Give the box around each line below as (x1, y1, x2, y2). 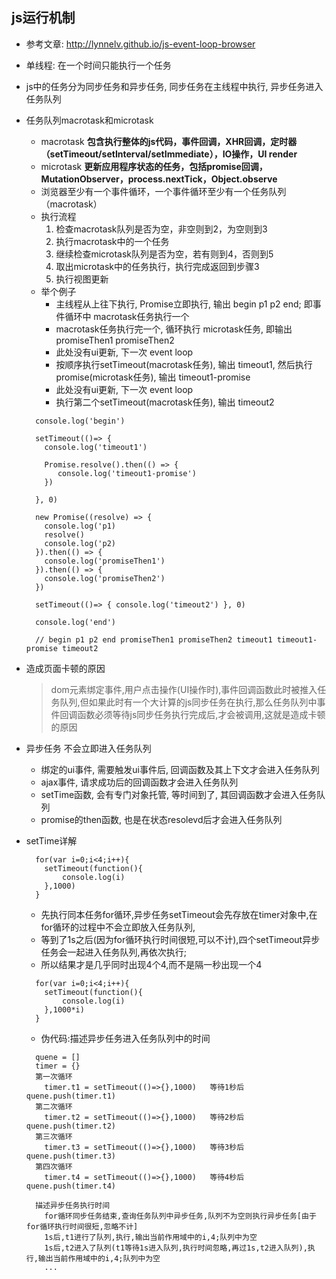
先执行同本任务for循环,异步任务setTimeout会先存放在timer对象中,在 (40, 908, 318, 920)
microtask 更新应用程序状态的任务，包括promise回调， (40, 160, 268, 172)
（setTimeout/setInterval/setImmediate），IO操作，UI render (40, 148, 298, 160)
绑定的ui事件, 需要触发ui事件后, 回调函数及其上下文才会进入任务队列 (40, 763, 320, 775)
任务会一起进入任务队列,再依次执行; (40, 946, 187, 958)
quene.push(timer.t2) (25, 1121, 116, 1131)
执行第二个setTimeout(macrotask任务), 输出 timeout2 (55, 396, 275, 408)
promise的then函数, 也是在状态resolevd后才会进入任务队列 (40, 813, 283, 825)
